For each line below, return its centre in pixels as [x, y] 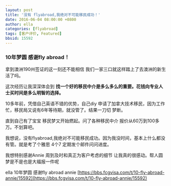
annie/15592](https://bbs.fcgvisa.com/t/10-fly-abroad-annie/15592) [76, 178]
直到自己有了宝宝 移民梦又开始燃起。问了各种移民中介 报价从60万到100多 [82, 121]
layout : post [19, 10]
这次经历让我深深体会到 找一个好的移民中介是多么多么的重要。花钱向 [77, 87]
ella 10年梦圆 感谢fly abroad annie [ [42, 172]
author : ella [19, 24]
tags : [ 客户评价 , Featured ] [34, 34]
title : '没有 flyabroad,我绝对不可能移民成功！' [53, 15]
